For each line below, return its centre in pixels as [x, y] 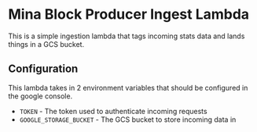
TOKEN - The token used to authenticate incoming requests [113, 111]
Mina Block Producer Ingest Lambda [129, 14]
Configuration [43, 69]
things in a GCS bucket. [46, 44]
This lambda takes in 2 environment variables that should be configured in [128, 87]
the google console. [40, 96]
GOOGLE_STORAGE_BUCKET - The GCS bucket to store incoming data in [128, 120]
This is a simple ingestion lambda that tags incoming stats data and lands [127, 36]
